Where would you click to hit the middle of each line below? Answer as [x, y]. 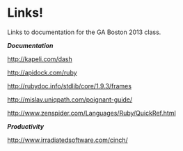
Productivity [25, 126]
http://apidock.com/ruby [42, 72]
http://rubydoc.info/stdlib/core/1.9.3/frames [70, 86]
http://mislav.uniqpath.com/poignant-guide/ [70, 100]
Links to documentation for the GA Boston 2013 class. [84, 32]
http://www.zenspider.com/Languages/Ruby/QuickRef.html [91, 113]
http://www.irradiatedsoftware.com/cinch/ [68, 140]
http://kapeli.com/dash [40, 59]
